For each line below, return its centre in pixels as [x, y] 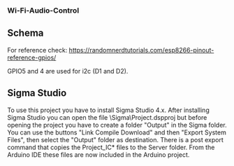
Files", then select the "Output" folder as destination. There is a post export [115, 139]
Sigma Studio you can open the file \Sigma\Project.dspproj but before [107, 117]
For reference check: [37, 50]
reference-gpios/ [32, 57]
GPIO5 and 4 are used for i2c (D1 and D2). [68, 71]
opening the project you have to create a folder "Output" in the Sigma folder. [117, 125]
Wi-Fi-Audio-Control [43, 11]
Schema [25, 33]
